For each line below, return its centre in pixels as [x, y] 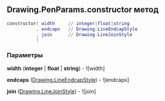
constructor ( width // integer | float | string [68, 23]
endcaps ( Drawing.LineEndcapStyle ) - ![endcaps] [68, 80]
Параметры [25, 55]
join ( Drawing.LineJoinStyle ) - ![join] [52, 91]
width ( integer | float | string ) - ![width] [56, 68]
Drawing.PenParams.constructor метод [83, 10]
